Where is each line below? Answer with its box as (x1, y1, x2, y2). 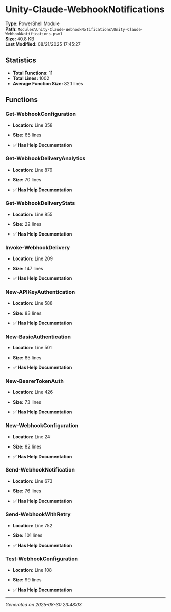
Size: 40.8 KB (5, 36, 35, 42)
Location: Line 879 (12, 167, 53, 173)
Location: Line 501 (12, 344, 52, 350)
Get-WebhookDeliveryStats (5, 199, 75, 206)
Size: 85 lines (12, 354, 42, 361)
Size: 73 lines (12, 399, 42, 405)
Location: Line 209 (12, 255, 53, 262)
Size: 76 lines (12, 488, 42, 494)
